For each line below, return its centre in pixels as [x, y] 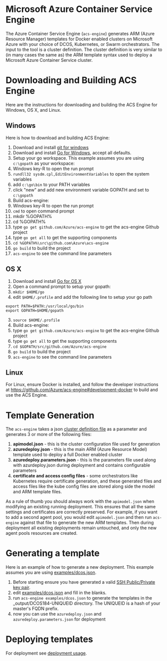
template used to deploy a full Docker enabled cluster [68, 454]
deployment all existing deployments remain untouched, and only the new [81, 528]
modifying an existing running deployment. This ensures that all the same [81, 507]
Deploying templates [49, 639]
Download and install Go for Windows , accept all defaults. [72, 153]
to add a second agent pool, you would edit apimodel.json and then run [79, 517]
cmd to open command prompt [43, 211]
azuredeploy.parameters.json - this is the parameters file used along [84, 460]
